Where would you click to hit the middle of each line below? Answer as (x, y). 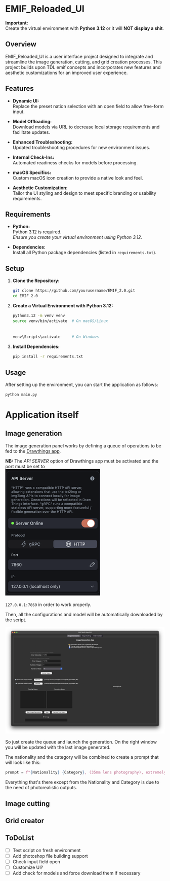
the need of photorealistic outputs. (41, 788)
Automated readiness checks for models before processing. (75, 162)
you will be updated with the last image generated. (58, 747)
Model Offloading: (32, 121)
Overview (21, 44)
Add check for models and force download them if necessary (76, 873)
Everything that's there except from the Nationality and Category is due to (82, 782)
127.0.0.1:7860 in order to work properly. (48, 605)
